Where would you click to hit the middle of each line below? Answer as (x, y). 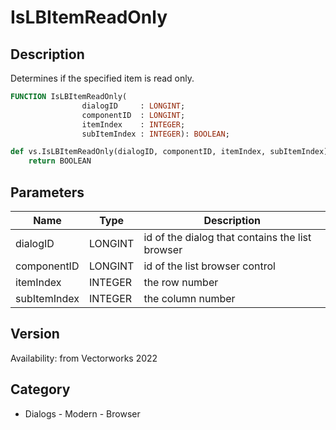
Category (40, 389)
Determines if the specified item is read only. (102, 78)
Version (35, 334)
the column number (189, 298)
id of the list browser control (209, 266)
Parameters (47, 192)
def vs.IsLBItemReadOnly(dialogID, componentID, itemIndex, (138, 152)
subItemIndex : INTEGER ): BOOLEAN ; (155, 134)
